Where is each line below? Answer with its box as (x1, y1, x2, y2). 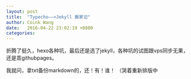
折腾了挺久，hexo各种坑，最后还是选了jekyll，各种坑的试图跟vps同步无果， (6, 47, 189, 54)
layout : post (6, 8, 38, 15)
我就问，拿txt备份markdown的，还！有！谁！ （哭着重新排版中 (6, 67, 158, 74)
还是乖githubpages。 (6, 54, 58, 61)
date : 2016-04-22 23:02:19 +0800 (6, 25, 93, 31)
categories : (6, 30, 35, 36)
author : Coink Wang (6, 19, 54, 25)
